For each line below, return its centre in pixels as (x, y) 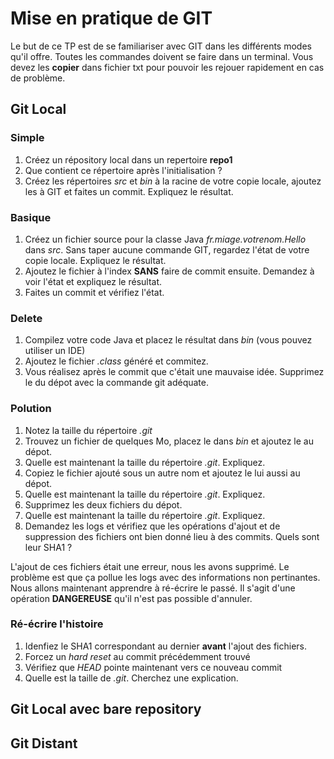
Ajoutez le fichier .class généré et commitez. (116, 361)
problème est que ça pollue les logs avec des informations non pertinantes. (165, 577)
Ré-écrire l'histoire (57, 624)
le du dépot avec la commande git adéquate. (116, 383)
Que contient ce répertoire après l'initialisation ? (123, 170)
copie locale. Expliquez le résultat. (95, 260)
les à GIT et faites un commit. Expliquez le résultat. (129, 191)
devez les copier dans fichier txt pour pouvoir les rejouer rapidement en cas (167, 67)
